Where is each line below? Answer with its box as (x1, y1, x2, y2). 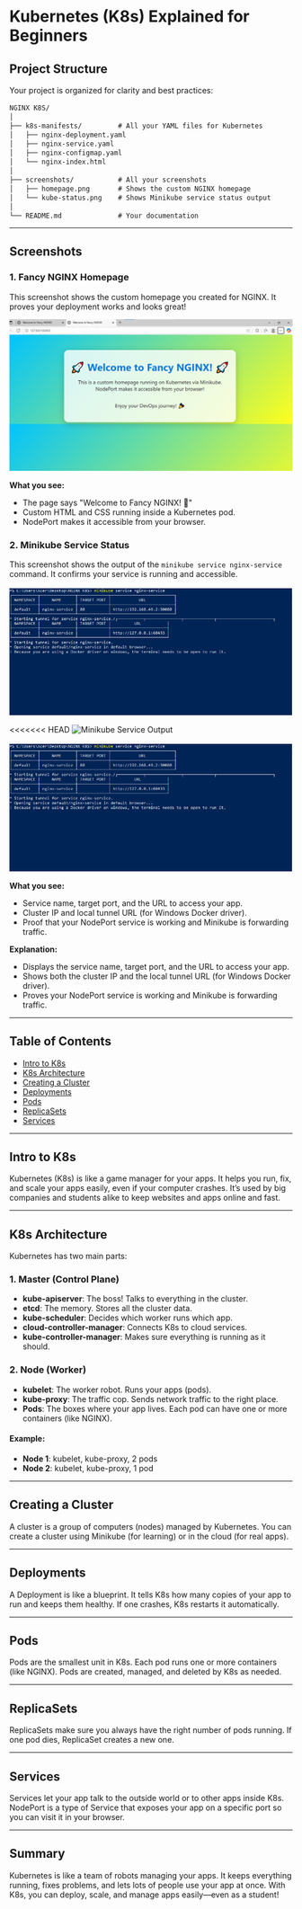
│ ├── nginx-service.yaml (9, 139, 115, 148)
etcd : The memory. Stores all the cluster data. (22, 1303, 193, 1314)
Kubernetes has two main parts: (9, 1251, 128, 1262)
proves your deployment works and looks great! (9, 301, 187, 312)
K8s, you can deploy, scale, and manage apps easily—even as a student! (9, 1889, 280, 1900)
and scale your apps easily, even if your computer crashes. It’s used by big (9, 1183, 286, 1194)
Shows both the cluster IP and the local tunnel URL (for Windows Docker (22, 971, 291, 981)
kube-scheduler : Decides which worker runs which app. (22, 1312, 234, 1323)
